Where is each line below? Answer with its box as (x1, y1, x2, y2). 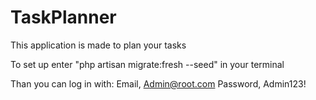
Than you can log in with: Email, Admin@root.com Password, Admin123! (10, 77, 307, 90)
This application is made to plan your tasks (10, 39, 187, 51)
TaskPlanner (10, 6, 117, 29)
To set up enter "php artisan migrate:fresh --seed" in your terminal (10, 58, 285, 70)
